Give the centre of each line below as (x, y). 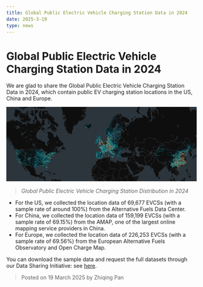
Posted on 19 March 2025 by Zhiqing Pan (72, 277)
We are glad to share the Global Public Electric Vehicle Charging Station (95, 86)
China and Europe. (29, 98)
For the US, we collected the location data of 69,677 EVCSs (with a (98, 202)
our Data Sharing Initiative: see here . (52, 265)
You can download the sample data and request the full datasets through (97, 259)
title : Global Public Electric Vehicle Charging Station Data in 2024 (97, 13)
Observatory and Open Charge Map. (60, 247)
